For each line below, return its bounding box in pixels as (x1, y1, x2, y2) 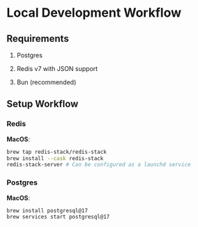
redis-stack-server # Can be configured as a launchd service (6, 162, 191, 169)
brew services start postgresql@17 (6, 214, 110, 221)
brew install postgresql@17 (6, 207, 89, 214)
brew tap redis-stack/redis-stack (6, 148, 107, 155)
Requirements (6, 33, 69, 45)
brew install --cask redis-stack (6, 155, 104, 162)
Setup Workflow (6, 98, 79, 110)
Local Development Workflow (6, 5, 182, 21)
